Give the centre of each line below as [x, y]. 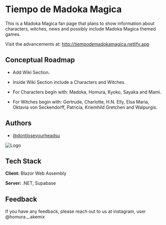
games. [13, 34]
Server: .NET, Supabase [31, 183]
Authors [18, 123]
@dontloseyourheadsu [36, 135]
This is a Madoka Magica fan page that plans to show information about [80, 23]
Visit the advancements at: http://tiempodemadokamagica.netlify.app [77, 44]
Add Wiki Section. [31, 72]
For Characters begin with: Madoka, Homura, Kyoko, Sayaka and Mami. [87, 92]
